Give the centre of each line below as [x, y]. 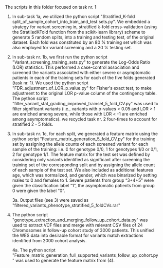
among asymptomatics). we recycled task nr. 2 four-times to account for [84, 119]
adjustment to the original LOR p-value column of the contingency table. [84, 93]
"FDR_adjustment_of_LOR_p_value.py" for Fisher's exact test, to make [82, 88]
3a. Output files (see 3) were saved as [50, 200]
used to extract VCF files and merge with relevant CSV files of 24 [77, 225]
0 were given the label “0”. [39, 191]
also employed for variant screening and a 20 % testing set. [72, 48]
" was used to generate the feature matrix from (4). [63, 260]
